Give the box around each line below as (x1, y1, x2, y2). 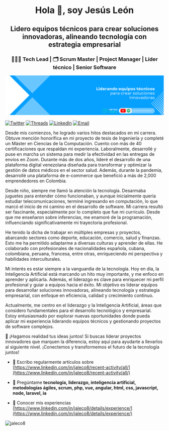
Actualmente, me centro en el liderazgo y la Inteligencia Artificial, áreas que (5, 302, 162, 308)
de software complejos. (5, 324, 54, 330)
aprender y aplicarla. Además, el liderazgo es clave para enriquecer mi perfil (5, 276, 164, 282)
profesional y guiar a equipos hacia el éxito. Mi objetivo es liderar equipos (5, 281, 158, 288)
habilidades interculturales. (5, 256, 61, 262)
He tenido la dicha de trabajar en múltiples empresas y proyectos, (5, 229, 142, 235)
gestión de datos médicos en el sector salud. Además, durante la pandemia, (5, 167, 163, 173)
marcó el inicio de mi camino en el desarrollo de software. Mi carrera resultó (5, 203, 163, 209)
